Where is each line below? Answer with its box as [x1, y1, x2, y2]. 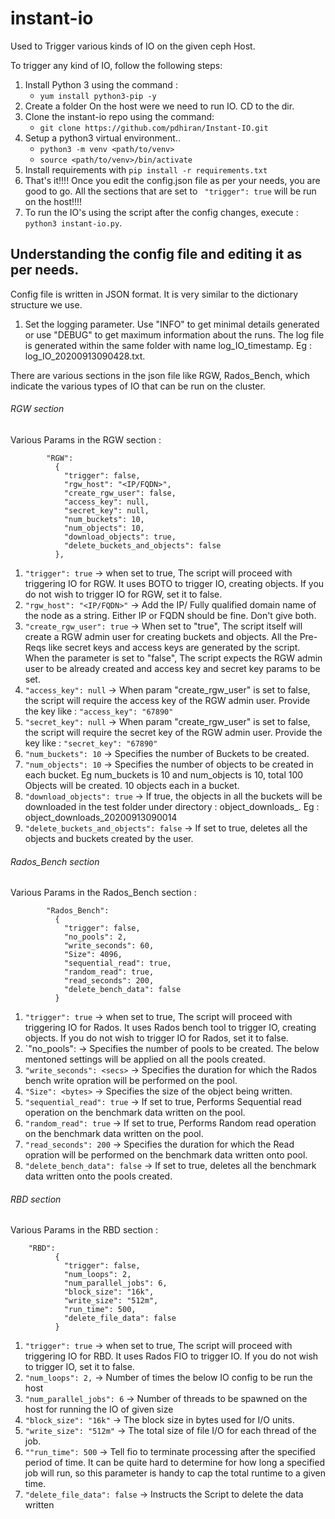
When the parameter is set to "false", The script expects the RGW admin [24, 652, 323, 664]
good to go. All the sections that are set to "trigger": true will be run [24, 185, 317, 197]
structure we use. [10, 298, 83, 311]
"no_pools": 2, [63, 932, 128, 942]
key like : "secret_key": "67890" [24, 737, 158, 749]
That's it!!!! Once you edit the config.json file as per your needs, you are [24, 174, 321, 186]
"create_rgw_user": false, [63, 488, 177, 498]
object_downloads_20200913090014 [24, 811, 178, 823]
